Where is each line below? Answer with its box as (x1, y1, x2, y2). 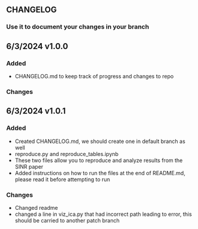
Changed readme (14, 204, 58, 211)
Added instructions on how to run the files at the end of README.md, (14, 169, 185, 176)
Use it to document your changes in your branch (6, 23, 150, 31)
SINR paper (14, 163, 44, 170)
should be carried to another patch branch (14, 216, 120, 224)
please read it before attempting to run (14, 176, 111, 183)
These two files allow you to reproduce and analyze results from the (14, 157, 183, 164)
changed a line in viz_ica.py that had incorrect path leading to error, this (14, 210, 193, 218)
